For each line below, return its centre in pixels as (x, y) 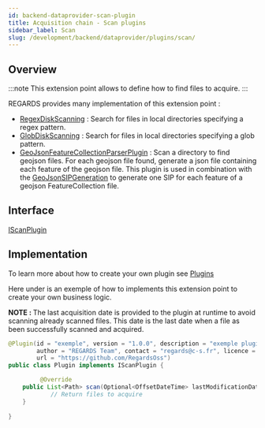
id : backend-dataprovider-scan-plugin (72, 15)
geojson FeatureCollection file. (69, 186)
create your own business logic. (60, 297)
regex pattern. (43, 128)
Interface (31, 211)
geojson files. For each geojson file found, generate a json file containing (138, 161)
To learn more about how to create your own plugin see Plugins (111, 274)
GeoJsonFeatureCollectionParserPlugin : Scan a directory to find (125, 153)
